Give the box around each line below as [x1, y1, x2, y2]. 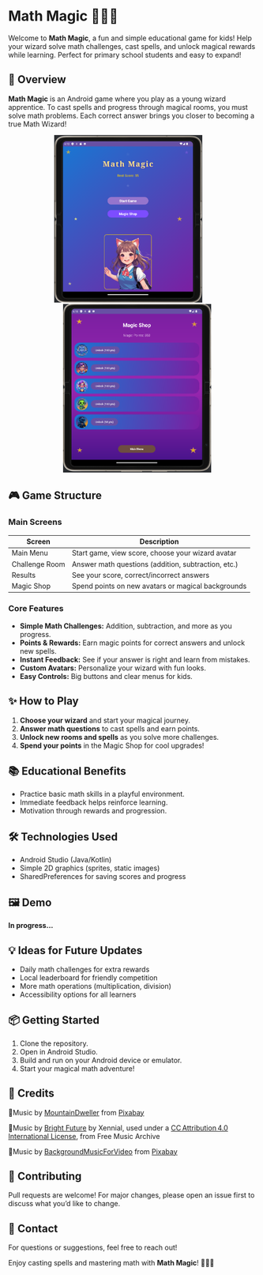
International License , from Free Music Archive [8, 1131, 160, 1141]
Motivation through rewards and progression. [19, 806, 167, 816]
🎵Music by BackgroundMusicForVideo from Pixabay [8, 1146, 178, 1156]
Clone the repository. [19, 1039, 88, 1048]
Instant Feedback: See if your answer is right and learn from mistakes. [19, 654, 250, 664]
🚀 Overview [8, 73, 66, 86]
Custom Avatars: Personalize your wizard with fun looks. [19, 663, 207, 673]
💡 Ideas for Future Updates [8, 944, 143, 957]
